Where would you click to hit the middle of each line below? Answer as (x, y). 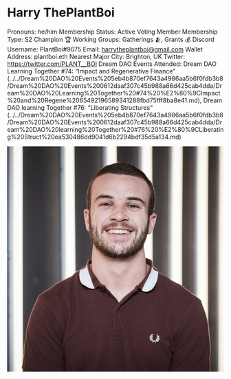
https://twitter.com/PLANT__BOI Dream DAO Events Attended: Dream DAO (112, 64)
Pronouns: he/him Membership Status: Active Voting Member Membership (112, 32)
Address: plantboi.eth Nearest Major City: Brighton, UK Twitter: (96, 56)
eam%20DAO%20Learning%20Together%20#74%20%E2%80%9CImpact (114, 93)
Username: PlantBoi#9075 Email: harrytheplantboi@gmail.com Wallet (105, 49)
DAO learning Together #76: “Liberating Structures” (80, 107)
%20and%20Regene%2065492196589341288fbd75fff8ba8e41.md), (104, 100)
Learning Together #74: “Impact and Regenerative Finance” (91, 71)
